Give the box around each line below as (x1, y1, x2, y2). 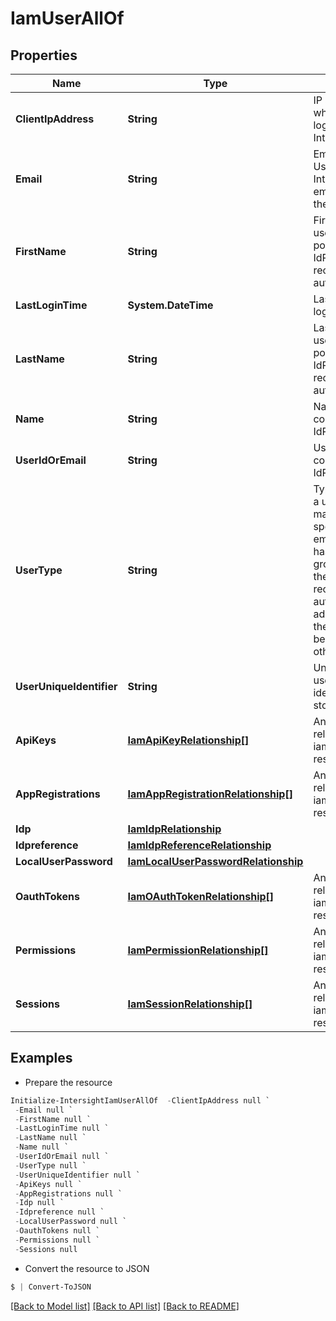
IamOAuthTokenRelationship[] (127, 890, 275, 903)
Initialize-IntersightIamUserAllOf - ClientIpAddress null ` (10, 1095, 271, 1106)
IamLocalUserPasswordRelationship (127, 855, 304, 868)
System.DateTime (127, 298, 214, 312)
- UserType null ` (14, 1160, 87, 1171)
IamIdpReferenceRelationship (127, 838, 272, 852)
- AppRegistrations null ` (14, 1188, 123, 1199)
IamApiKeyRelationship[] (127, 733, 250, 747)
